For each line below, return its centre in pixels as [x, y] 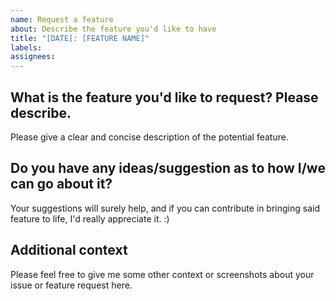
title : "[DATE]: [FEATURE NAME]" [80, 38]
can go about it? [61, 184]
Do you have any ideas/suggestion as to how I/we [168, 168]
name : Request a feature [62, 19]
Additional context [69, 250]
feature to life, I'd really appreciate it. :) [90, 218]
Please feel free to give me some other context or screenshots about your [162, 274]
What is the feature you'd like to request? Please [164, 97]
